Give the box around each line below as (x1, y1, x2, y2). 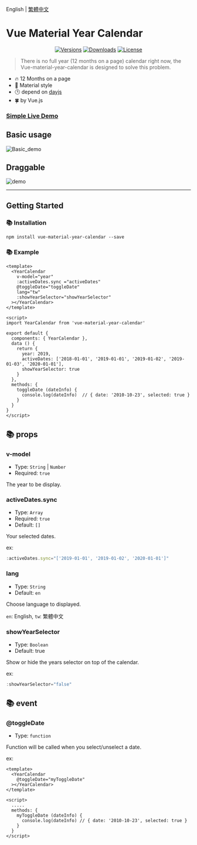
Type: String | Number (14, 464, 66, 471)
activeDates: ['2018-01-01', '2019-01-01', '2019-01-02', (21, 356, 167, 362)
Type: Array (14, 509, 43, 516)
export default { (6, 330, 49, 337)
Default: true (14, 647, 45, 654)
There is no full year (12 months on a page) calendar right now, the (20, 57, 182, 64)
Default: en (14, 589, 41, 596)
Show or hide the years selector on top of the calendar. (6, 658, 140, 666)
